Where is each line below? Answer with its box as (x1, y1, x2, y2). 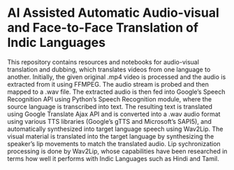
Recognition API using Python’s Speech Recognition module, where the (7, 94, 212, 103)
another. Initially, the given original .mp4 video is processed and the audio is (7, 72, 226, 81)
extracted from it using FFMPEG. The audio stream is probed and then (7, 80, 210, 88)
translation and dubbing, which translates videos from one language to (7, 65, 211, 73)
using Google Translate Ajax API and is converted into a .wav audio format (7, 110, 221, 118)
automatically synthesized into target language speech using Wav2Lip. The (7, 125, 224, 133)
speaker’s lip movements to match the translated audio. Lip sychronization (7, 139, 221, 148)
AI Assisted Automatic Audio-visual (7, 5, 219, 21)
